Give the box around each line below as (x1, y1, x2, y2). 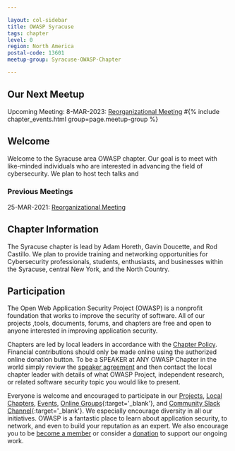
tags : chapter (7, 30, 49, 37)
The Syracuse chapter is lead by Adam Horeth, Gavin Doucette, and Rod (7, 242, 217, 251)
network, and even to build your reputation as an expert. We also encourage (7, 422, 229, 430)
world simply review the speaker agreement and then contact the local (7, 362, 212, 372)
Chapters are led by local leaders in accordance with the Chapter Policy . (7, 341, 217, 349)
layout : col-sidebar (7, 16, 68, 23)
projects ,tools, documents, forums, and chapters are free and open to (7, 319, 212, 328)
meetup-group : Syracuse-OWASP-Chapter (7, 56, 121, 64)
